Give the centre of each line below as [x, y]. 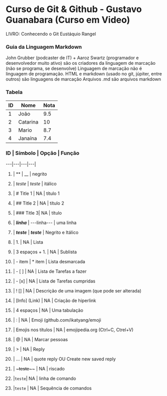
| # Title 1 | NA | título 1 [36, 193]
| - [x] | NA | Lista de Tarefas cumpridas [54, 281]
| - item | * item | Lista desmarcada [49, 261]
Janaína [28, 138]
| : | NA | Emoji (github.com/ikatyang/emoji [57, 320]
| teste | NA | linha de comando [45, 378]
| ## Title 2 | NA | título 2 [38, 203]
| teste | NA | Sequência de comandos [52, 388]
